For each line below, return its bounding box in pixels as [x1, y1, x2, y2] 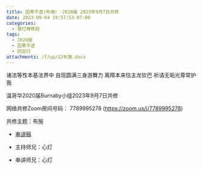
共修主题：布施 [6, 118, 44, 125]
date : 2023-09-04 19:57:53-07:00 [6, 15, 91, 21]
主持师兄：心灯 [15, 143, 53, 150]
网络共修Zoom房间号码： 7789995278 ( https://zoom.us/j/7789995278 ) [6, 104, 183, 112]
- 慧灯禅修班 [11, 25, 41, 32]
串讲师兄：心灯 [15, 156, 53, 164]
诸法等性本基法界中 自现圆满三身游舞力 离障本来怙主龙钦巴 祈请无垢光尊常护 [6, 71, 197, 79]
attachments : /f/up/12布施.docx [6, 54, 86, 60]
